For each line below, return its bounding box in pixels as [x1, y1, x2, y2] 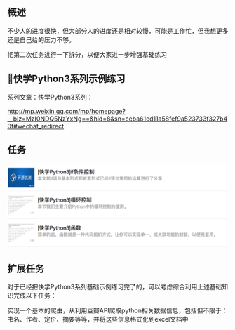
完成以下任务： [13, 291, 57, 300]
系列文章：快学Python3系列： [7, 93, 93, 101]
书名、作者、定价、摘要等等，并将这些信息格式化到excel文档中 [7, 315, 189, 324]
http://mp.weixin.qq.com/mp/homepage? [7, 107, 126, 115]
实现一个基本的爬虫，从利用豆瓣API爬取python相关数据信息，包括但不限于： [7, 306, 228, 315]
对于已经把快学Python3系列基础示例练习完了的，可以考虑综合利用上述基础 [7, 283, 222, 291]
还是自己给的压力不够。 [7, 35, 75, 44]
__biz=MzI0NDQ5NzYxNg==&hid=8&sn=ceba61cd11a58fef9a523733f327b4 [7, 114, 228, 123]
